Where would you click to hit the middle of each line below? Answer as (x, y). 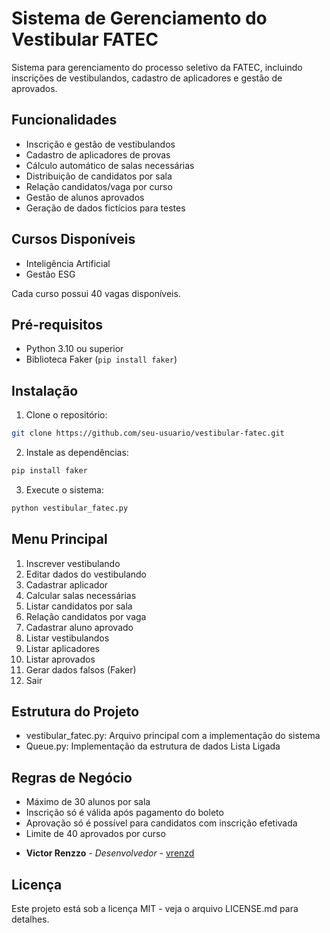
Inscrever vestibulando (73, 563)
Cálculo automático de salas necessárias (110, 165)
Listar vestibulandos (67, 638)
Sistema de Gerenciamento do (139, 18)
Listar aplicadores (62, 648)
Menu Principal (59, 539)
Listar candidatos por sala (79, 606)
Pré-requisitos (57, 324)
